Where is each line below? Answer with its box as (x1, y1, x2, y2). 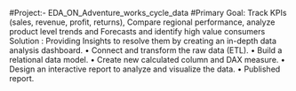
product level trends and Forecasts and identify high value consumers (9, 27, 266, 36)
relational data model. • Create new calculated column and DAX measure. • (9, 55, 286, 64)
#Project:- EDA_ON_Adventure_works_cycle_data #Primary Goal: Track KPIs (9, 8, 287, 18)
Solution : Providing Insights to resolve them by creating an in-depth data (9, 35, 277, 46)
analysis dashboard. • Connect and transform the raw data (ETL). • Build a (9, 45, 283, 56)
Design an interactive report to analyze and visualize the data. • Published (9, 64, 281, 74)
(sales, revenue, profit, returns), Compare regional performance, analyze (9, 17, 276, 27)
